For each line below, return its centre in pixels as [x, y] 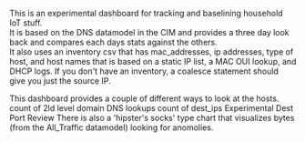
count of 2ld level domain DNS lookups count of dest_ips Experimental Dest [152, 108]
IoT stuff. [26, 23]
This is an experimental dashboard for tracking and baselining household [147, 13]
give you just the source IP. [60, 81]
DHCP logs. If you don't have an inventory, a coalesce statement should [144, 71]
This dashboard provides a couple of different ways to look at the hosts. [144, 98]
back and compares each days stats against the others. [113, 42]
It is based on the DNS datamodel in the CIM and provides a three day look [149, 32]
